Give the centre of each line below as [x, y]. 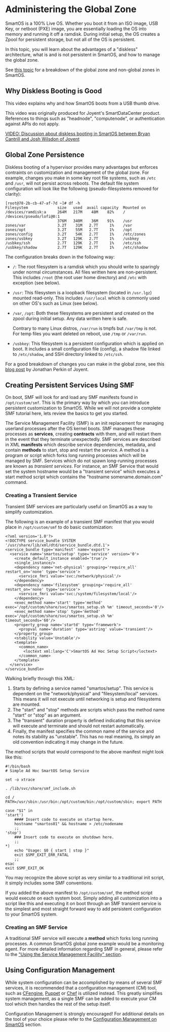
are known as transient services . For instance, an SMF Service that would [82, 466]
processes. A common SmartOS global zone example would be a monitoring [85, 944]
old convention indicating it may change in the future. [68, 742]
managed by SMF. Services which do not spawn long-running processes [81, 461]
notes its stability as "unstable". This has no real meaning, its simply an [87, 736]
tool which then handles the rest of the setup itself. [58, 1004]
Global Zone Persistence [45, 155]
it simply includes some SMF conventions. [49, 883]
